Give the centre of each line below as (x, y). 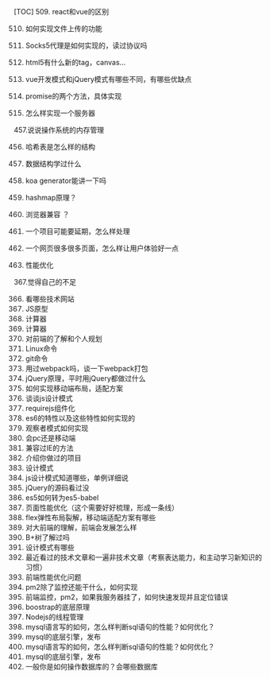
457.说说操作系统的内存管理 (59, 130)
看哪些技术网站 (50, 299)
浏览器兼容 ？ (47, 214)
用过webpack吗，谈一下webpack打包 (87, 369)
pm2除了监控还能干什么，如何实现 (81, 587)
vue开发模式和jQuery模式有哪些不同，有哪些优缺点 (108, 79)
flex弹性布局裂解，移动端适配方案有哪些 (91, 518)
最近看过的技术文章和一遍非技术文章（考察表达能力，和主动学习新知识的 (143, 557)
